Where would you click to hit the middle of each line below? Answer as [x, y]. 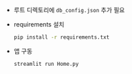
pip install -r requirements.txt [62, 37]
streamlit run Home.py [46, 64]
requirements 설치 [39, 24]
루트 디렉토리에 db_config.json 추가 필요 [69, 10]
